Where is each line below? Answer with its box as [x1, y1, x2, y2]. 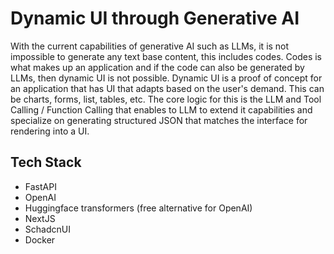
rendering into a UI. [10, 125, 90, 137]
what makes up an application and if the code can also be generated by [10, 61, 305, 73]
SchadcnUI [24, 223, 71, 235]
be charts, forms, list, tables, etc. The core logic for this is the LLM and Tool [10, 93, 322, 105]
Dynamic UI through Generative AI [10, 7, 300, 30]
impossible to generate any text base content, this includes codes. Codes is [10, 50, 323, 62]
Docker [24, 233, 56, 246]
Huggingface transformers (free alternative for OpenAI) [24, 202, 253, 214]
